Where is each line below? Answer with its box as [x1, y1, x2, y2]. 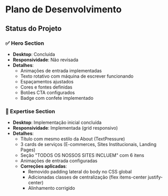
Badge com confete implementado [20, 95, 94, 101]
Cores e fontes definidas [20, 84, 73, 90]
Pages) [20, 147, 36, 153]
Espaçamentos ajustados [20, 78, 74, 84]
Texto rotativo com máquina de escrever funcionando [20, 73, 134, 79]
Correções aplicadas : [20, 163, 68, 169]
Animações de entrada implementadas [20, 67, 102, 74]
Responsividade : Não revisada [12, 57, 78, 63]
